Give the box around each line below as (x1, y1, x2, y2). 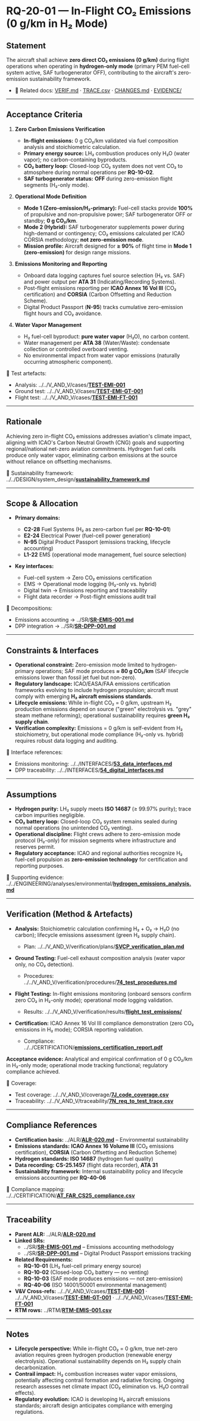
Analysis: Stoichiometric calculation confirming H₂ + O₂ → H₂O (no (14, 925, 180, 932)
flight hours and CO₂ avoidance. (23, 310, 102, 317)
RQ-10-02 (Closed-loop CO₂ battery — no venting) (23, 1269, 149, 1276)
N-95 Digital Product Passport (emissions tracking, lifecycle (23, 538, 171, 546)
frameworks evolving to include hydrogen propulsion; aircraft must (14, 687, 179, 694)
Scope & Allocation (6, 498, 79, 509)
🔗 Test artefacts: (6, 369, 46, 376)
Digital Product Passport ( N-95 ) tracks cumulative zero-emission (23, 303, 183, 310)
